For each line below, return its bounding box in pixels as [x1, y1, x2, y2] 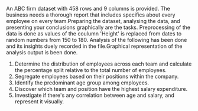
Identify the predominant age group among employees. [14, 79, 150, 86]
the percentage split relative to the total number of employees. [14, 67, 167, 73]
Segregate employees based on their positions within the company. [14, 73, 179, 80]
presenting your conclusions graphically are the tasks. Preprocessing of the [6, 24, 191, 31]
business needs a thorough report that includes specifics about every [6, 11, 176, 18]
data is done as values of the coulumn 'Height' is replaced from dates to [6, 30, 182, 37]
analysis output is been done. [6, 49, 78, 56]
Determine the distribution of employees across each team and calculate [14, 60, 192, 67]
